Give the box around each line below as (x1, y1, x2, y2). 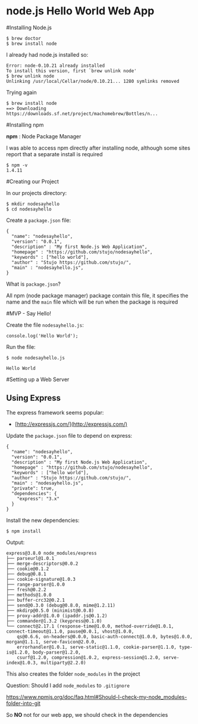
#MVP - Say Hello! (6, 310, 52, 317)
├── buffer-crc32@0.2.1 (6, 597, 65, 603)
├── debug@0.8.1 (6, 571, 46, 577)
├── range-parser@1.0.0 (6, 581, 65, 587)
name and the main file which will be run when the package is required (6, 298, 178, 305)
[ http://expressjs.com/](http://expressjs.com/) (14, 420, 128, 428)
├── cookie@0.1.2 (6, 565, 49, 572)
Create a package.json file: (6, 216, 71, 224)
